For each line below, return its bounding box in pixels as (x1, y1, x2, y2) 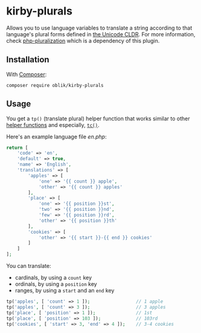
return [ (6, 144, 28, 150)
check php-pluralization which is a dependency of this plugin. (6, 37, 160, 44)
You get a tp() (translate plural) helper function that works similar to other (6, 115, 190, 122)
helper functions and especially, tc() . (6, 121, 100, 128)
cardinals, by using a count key (14, 274, 92, 282)
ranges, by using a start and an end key (14, 287, 115, 294)
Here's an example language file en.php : (6, 133, 107, 140)
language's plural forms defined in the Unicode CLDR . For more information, (6, 30, 196, 37)
